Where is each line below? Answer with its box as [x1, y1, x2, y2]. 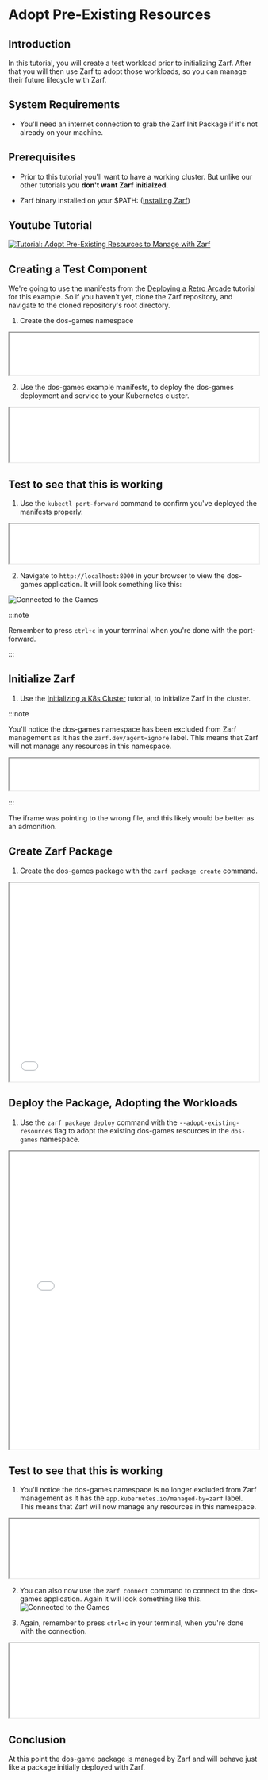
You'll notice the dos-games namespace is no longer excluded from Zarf [19, 1485, 257, 1495]
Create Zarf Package [8, 844, 113, 859]
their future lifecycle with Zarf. [8, 75, 107, 84]
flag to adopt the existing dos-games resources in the [54, 1126, 230, 1135]
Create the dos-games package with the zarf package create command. [19, 866, 258, 875]
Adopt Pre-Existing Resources [8, 6, 212, 24]
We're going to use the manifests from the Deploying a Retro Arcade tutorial [8, 284, 256, 293]
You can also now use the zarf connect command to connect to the [19, 1586, 241, 1596]
